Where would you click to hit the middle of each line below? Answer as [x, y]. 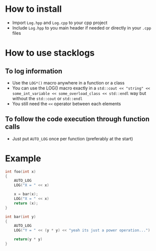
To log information [34, 71]
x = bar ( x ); [26, 194]
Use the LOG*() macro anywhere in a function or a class [68, 83]
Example [23, 158]
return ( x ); [26, 203]
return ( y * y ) [28, 239]
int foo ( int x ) [21, 171]
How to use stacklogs [50, 53]
